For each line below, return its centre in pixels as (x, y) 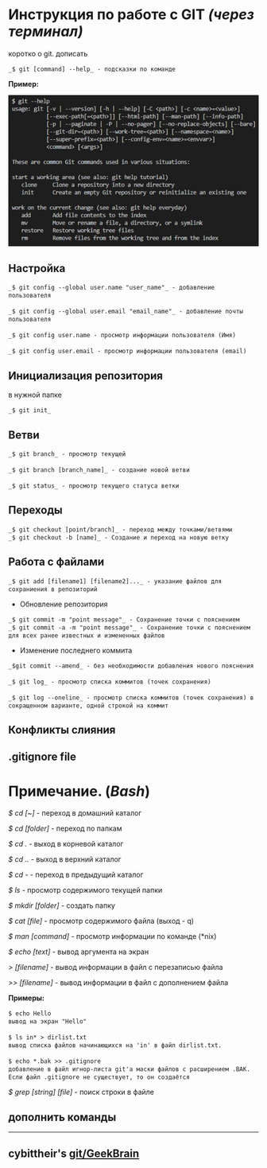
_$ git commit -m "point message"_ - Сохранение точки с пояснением (124, 619)
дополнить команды (62, 1117)
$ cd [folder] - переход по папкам (65, 828)
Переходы (35, 510)
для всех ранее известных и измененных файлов (87, 635)
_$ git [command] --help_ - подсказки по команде (92, 69)
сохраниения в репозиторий (53, 589)
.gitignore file (43, 757)
